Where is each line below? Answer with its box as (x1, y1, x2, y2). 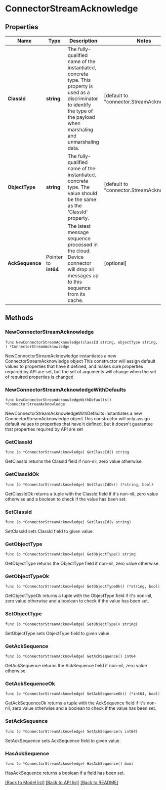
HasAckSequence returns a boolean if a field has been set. (5, 770, 125, 776)
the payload (67, 114, 95, 120)
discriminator (67, 95, 98, 102)
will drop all (67, 266, 94, 273)
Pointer (46, 253, 63, 260)
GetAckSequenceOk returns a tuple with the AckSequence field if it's (5, 700, 146, 706)
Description (69, 38, 98, 44)
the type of (67, 107, 93, 114)
